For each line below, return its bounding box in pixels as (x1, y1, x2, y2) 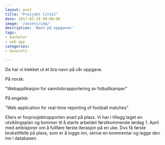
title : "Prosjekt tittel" (5, 12, 58, 17)
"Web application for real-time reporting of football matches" (5, 105, 129, 110)
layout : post (5, 7, 32, 12)
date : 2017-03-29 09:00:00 (5, 16, 61, 21)
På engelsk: (5, 95, 29, 101)
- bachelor (5, 35, 28, 40)
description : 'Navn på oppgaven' (5, 26, 74, 31)
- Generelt (5, 48, 28, 53)
